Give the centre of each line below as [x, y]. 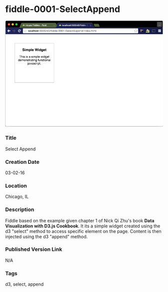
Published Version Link [34, 249]
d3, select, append [24, 284]
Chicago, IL [17, 197]
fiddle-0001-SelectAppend [63, 9]
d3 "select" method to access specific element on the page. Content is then [83, 231]
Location [16, 185]
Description [20, 210]
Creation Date [22, 162]
